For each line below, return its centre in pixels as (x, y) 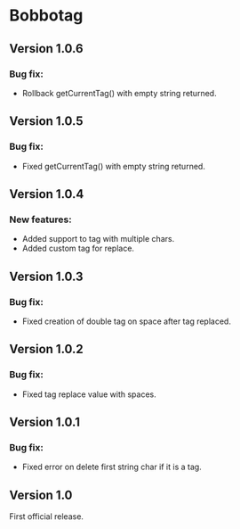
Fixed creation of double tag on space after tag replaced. (126, 321)
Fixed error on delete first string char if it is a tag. (112, 467)
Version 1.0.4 (47, 194)
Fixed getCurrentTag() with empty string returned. (114, 166)
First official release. (47, 517)
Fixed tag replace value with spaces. (89, 394)
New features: (41, 219)
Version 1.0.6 (46, 49)
